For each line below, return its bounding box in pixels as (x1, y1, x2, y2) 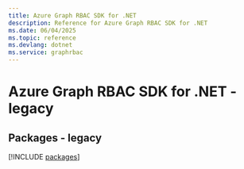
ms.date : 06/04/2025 (8, 26, 77, 34)
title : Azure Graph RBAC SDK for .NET (8, 11, 137, 20)
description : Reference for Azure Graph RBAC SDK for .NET (8, 19, 208, 27)
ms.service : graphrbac (8, 48, 83, 56)
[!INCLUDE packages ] (8, 152, 80, 161)
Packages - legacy (8, 131, 102, 144)
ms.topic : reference (8, 33, 77, 42)
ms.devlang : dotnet (8, 41, 73, 49)
